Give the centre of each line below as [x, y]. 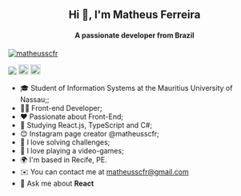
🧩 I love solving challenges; [65, 142]
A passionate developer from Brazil [135, 35]
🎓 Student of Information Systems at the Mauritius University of [126, 88]
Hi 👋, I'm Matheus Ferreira [135, 15]
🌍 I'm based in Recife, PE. [63, 159]
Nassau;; [34, 99]
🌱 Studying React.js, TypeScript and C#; [86, 125]
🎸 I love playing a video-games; [72, 150]
